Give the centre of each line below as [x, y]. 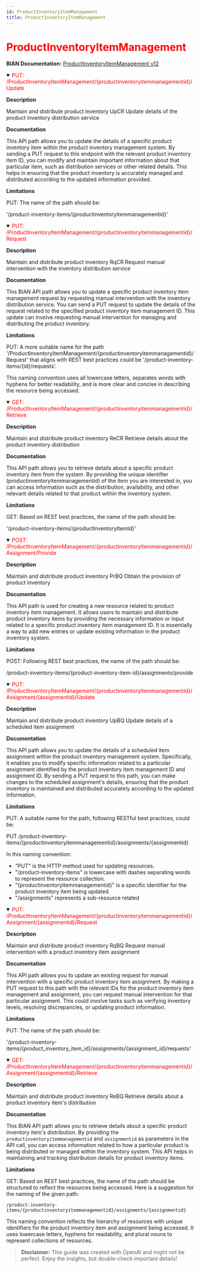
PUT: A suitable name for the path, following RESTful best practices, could [98, 818]
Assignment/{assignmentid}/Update [51, 697]
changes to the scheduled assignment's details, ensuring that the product [97, 782]
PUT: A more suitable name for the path [55, 347]
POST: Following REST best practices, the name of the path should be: [93, 661]
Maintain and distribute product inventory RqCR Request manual [85, 262]
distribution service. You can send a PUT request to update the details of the [101, 305]
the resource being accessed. [43, 391]
